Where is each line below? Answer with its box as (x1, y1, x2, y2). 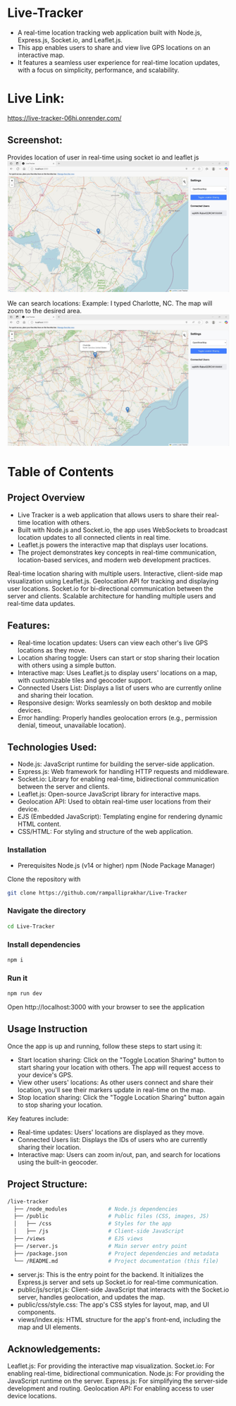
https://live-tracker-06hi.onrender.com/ (7, 114, 122, 122)
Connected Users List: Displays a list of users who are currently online (17, 683, 222, 692)
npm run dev (7, 990, 42, 998)
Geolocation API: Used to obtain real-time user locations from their (17, 797, 211, 806)
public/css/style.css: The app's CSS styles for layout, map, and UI (17, 1300, 210, 1309)
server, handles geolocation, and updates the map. (17, 1292, 166, 1301)
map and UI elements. (17, 1323, 82, 1331)
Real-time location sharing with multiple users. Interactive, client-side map (7, 569, 223, 578)
